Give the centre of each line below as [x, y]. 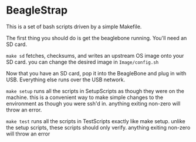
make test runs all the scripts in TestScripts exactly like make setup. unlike [96, 121]
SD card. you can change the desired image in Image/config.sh [82, 62]
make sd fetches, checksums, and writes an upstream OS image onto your [95, 55]
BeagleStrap [37, 10]
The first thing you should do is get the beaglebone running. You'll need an [97, 38]
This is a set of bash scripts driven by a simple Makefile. [74, 27]
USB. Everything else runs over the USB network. [66, 80]
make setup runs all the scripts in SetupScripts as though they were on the [95, 91]
